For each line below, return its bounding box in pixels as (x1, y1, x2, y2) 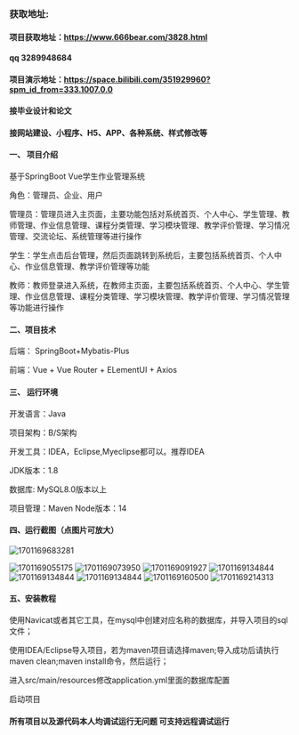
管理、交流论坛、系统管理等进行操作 (9, 231, 142, 242)
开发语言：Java (9, 408, 67, 419)
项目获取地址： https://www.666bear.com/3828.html (9, 31, 208, 42)
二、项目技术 (9, 324, 56, 335)
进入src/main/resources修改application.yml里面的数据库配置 (9, 674, 230, 685)
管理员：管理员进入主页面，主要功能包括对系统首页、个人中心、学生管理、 (9, 209, 282, 220)
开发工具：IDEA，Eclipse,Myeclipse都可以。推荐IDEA (9, 446, 205, 456)
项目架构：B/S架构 (9, 427, 77, 438)
